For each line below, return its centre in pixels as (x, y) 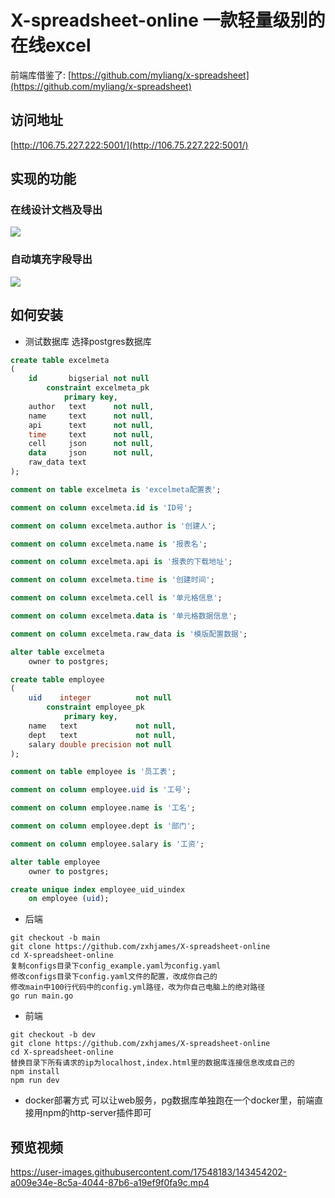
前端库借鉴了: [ (41, 75)
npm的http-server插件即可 (97, 1113)
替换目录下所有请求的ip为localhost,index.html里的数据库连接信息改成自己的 (152, 1063)
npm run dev (35, 1081)
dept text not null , (102, 735)
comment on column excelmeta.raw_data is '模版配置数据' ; (129, 634)
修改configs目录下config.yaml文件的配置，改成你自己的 (114, 977)
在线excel (51, 45)
